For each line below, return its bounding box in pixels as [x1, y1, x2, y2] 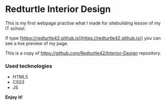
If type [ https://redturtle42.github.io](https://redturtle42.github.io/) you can [5, 35, 161, 41]
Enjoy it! [5, 94, 23, 100]
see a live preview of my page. [5, 40, 69, 46]
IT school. [5, 25, 26, 31]
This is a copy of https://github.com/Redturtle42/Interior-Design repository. [5, 50, 161, 56]
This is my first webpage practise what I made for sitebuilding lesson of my [5, 20, 161, 26]
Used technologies [5, 62, 52, 69]
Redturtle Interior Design [5, 3, 111, 15]
